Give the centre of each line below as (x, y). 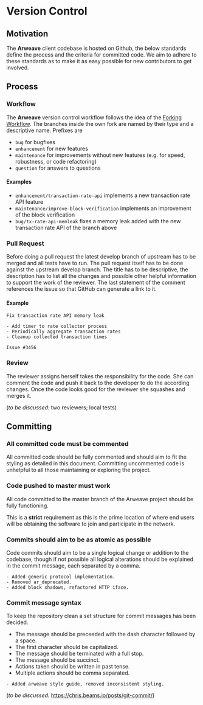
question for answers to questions (58, 168)
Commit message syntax (44, 602)
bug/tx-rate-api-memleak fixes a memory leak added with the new (98, 221)
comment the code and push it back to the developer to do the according (98, 383)
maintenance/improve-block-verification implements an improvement (103, 208)
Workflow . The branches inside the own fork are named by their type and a (100, 123)
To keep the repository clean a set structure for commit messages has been (101, 616)
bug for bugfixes (35, 142)
